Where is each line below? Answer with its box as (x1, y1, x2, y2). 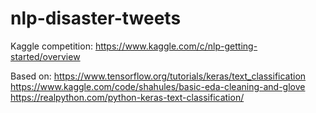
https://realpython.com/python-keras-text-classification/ (10, 91, 245, 103)
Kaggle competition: (10, 40, 93, 52)
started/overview (10, 50, 81, 62)
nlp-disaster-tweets (10, 7, 182, 30)
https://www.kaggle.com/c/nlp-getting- (94, 40, 258, 52)
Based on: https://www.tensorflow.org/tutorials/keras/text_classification (10, 70, 307, 82)
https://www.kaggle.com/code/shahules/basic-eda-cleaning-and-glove (10, 80, 306, 92)
